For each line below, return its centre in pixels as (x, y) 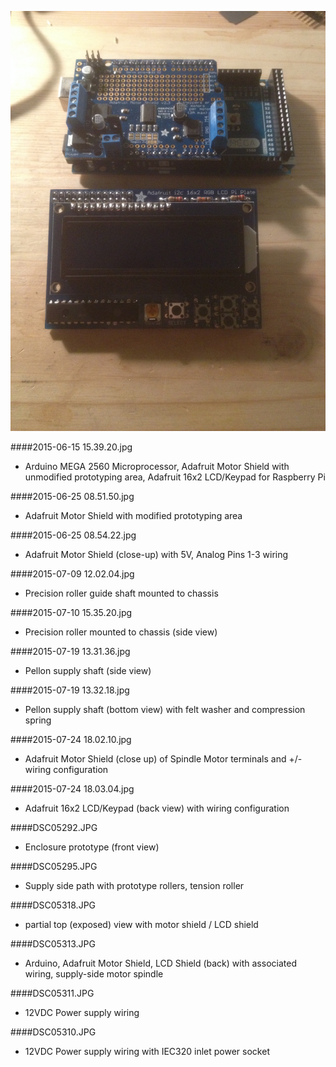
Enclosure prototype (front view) (92, 847)
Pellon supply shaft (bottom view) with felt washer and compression (165, 709)
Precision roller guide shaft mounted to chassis (121, 593)
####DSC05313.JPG (53, 944)
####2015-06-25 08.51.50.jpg (72, 496)
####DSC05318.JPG (53, 905)
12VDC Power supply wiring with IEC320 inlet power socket (147, 1051)
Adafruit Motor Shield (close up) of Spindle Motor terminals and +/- (163, 759)
